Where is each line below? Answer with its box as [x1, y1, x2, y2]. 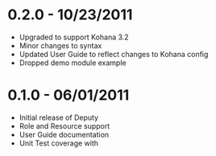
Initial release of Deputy [19, 113, 98, 122]
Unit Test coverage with [19, 138, 98, 148]
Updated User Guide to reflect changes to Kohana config [19, 49, 209, 59]
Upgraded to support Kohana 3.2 [19, 32, 130, 42]
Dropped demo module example [19, 58, 127, 68]
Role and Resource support [19, 121, 110, 130]
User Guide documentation [19, 129, 110, 139]
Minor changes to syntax [19, 40, 102, 50]
